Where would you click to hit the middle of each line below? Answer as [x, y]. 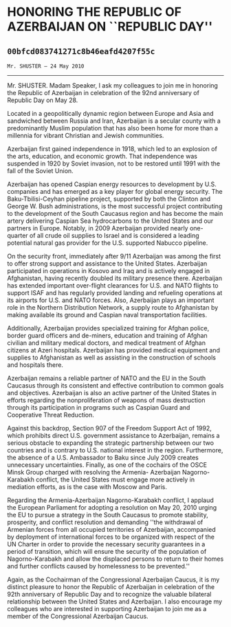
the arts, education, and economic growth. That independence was [102, 156]
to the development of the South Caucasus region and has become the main [115, 213]
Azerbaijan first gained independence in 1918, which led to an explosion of [112, 149]
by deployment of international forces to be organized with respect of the [111, 537]
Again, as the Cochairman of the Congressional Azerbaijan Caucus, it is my [113, 579]
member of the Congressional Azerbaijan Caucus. [78, 616]
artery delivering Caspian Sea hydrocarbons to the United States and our [110, 221]
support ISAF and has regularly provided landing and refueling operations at [115, 293]
